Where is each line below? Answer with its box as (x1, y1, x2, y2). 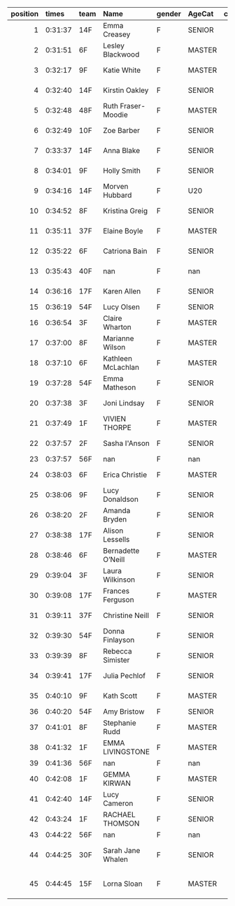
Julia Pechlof (102, 671, 145, 680)
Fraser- (120, 101, 145, 110)
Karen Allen (102, 287, 141, 296)
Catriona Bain (102, 246, 148, 256)
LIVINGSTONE (102, 747, 150, 756)
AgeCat (187, 9, 214, 18)
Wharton (102, 322, 131, 331)
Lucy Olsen (102, 302, 140, 312)
